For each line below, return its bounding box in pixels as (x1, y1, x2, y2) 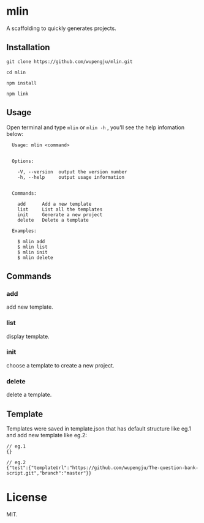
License (6, 491, 48, 505)
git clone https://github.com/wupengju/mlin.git (6, 58, 133, 65)
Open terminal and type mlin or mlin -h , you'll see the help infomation (6, 124, 185, 131)
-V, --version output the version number (17, 168, 127, 175)
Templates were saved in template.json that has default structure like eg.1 (6, 424, 191, 432)
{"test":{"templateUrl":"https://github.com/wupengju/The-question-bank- (6, 464, 199, 471)
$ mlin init (17, 249, 48, 255)
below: (6, 130, 23, 137)
